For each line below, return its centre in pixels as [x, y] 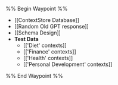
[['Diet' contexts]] [45, 45]
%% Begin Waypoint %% [37, 9]
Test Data [27, 39]
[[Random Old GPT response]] [51, 26]
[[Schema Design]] [37, 33]
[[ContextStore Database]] [47, 20]
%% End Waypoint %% [34, 76]
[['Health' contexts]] [48, 58]
